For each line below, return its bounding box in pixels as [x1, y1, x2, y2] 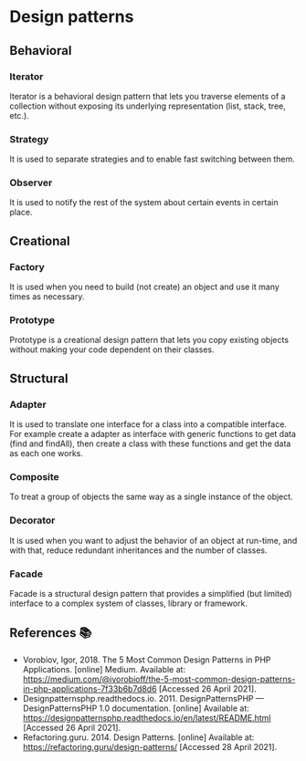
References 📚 [9, 625, 92, 641]
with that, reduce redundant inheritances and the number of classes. [9, 545, 268, 556]
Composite [9, 471, 59, 484]
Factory [9, 260, 46, 273]
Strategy [9, 132, 49, 145]
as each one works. [9, 448, 84, 459]
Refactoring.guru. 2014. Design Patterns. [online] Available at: [22, 732, 255, 743]
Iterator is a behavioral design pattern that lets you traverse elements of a [9, 90, 286, 101]
